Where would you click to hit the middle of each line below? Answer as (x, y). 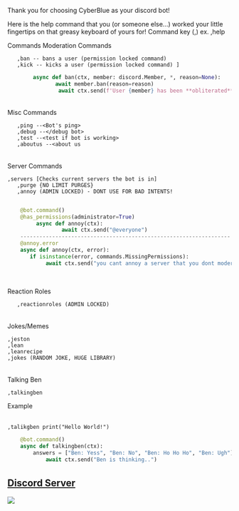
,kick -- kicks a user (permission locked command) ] (98, 65)
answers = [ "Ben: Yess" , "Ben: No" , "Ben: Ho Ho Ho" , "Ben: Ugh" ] (133, 452)
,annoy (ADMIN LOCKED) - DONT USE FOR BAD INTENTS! (95, 191)
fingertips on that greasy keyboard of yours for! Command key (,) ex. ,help (116, 32)
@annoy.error (39, 243)
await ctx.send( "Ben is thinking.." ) (101, 460)
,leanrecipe (25, 351)
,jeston (19, 339)
